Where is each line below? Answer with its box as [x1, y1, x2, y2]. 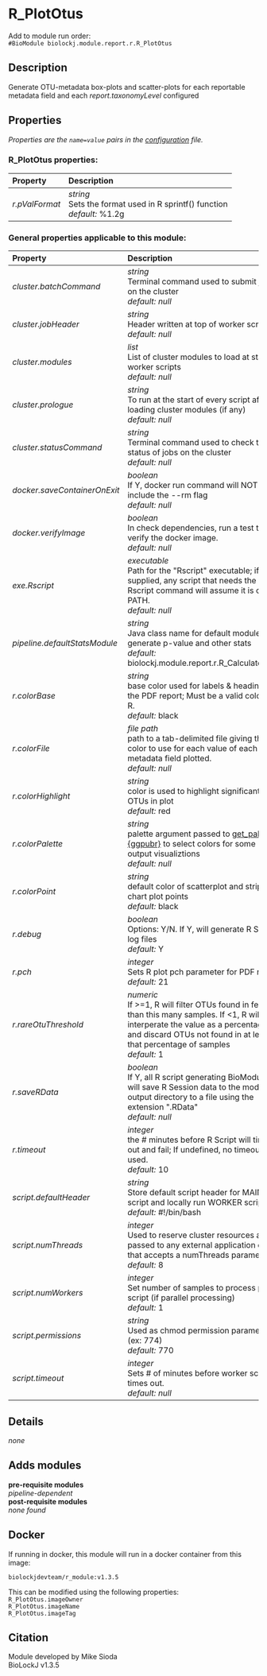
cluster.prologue [12, 399, 74, 410]
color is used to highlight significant [126, 786, 261, 797]
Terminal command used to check [126, 437, 254, 448]
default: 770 [126, 1345, 174, 1356]
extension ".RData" [126, 1101, 199, 1113]
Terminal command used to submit [126, 276, 257, 287]
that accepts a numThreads [126, 1249, 230, 1260]
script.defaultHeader [12, 1192, 91, 1203]
